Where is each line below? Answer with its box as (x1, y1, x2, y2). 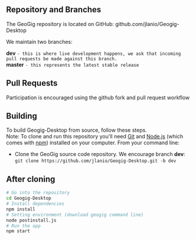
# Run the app (6, 223, 41, 229)
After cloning (6, 174, 55, 184)
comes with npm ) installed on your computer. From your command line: (6, 139, 180, 147)
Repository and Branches (6, 5, 102, 15)
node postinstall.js (6, 217, 57, 223)
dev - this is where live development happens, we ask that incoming (6, 50, 181, 57)
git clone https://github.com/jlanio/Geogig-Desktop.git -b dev (14, 158, 177, 164)
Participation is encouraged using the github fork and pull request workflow (6, 94, 190, 101)
